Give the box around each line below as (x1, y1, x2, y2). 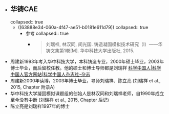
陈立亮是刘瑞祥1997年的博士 (10, 103, 70, 109)
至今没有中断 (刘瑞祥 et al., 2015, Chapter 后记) (10, 97, 109, 103)
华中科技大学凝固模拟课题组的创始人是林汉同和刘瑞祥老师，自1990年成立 (10, 90, 164, 96)
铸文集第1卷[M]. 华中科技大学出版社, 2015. (46, 48, 135, 54)
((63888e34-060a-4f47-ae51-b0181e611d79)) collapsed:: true (17, 24, 149, 30)
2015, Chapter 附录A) (10, 84, 55, 90)
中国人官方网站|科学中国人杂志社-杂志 (10, 71, 91, 77)
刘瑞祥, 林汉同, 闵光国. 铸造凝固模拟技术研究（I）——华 (46, 41, 163, 47)
